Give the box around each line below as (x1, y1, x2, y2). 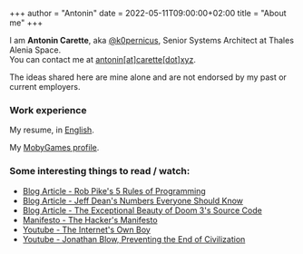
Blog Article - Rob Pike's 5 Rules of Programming (22, 185, 206, 196)
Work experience (9, 103, 87, 116)
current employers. (9, 82, 81, 92)
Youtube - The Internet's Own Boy (22, 224, 151, 235)
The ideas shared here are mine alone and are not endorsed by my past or (9, 72, 288, 83)
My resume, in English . (9, 124, 95, 135)
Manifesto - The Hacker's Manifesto (22, 214, 158, 225)
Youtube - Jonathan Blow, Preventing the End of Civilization (22, 233, 246, 244)
